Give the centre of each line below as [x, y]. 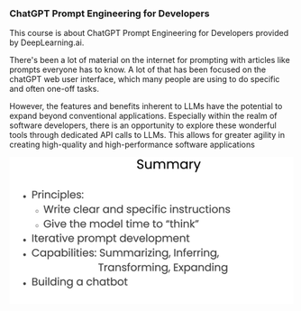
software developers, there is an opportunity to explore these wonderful [143, 125]
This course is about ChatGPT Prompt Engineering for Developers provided [149, 33]
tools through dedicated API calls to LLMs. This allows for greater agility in [147, 135]
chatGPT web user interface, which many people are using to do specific [145, 79]
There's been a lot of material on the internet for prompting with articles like [150, 60]
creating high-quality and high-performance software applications [132, 145]
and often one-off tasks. [54, 89]
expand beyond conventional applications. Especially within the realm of [143, 116]
